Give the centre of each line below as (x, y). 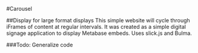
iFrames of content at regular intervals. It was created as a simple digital (96, 27)
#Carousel (19, 9)
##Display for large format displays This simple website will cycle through (98, 20)
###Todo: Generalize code (40, 45)
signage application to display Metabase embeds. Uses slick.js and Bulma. (99, 33)
